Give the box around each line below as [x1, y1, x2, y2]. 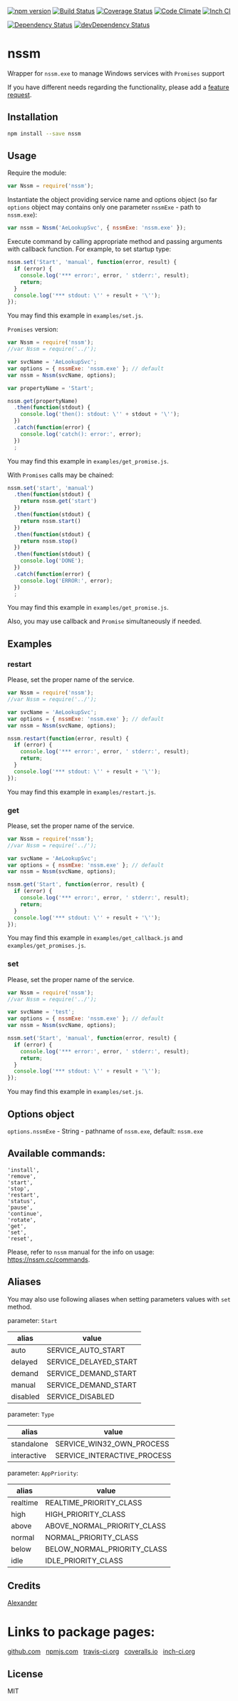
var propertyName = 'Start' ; [7, 384, 94, 392]
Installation [7, 111, 58, 123]
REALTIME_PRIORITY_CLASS [45, 1498, 143, 1508]
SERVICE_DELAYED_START [46, 1357, 138, 1367]
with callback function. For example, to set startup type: [7, 245, 172, 253]
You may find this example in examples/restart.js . [7, 787, 157, 796]
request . [7, 90, 32, 99]
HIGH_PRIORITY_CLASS [45, 1509, 126, 1519]
